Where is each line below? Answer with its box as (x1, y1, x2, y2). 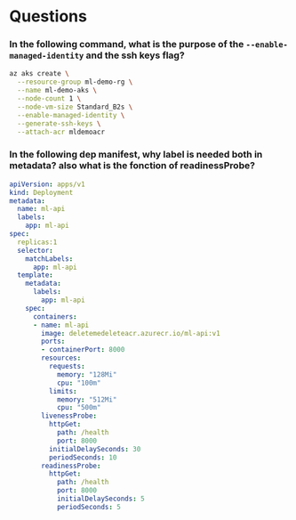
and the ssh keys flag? (85, 49, 185, 61)
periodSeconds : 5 (56, 502, 122, 511)
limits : (48, 386, 77, 395)
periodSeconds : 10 (48, 452, 117, 462)
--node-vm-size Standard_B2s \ (17, 102, 133, 111)
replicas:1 (17, 238, 58, 247)
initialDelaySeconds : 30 (48, 444, 141, 453)
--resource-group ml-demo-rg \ (17, 77, 133, 86)
